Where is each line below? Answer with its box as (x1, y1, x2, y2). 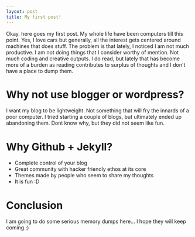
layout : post (6, 8, 38, 15)
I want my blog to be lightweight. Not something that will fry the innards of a (6, 107, 189, 114)
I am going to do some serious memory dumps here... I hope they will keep (6, 218, 186, 225)
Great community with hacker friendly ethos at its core (14, 166, 146, 173)
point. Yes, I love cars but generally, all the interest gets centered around (6, 36, 181, 43)
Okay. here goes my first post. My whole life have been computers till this (6, 30, 183, 37)
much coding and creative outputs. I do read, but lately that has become (6, 55, 180, 62)
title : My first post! (6, 14, 61, 20)
